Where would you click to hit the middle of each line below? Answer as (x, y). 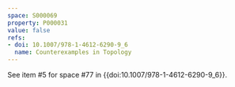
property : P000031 (38, 23)
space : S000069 (32, 15)
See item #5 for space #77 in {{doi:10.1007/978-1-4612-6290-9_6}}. (117, 75)
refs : (16, 38)
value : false (29, 30)
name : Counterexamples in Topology (73, 52)
